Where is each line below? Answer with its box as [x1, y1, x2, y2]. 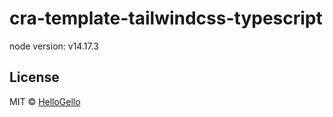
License [9, 69, 60, 86]
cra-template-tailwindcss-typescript [9, 7, 323, 30]
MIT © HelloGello [9, 95, 81, 107]
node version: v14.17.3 [9, 40, 99, 52]
